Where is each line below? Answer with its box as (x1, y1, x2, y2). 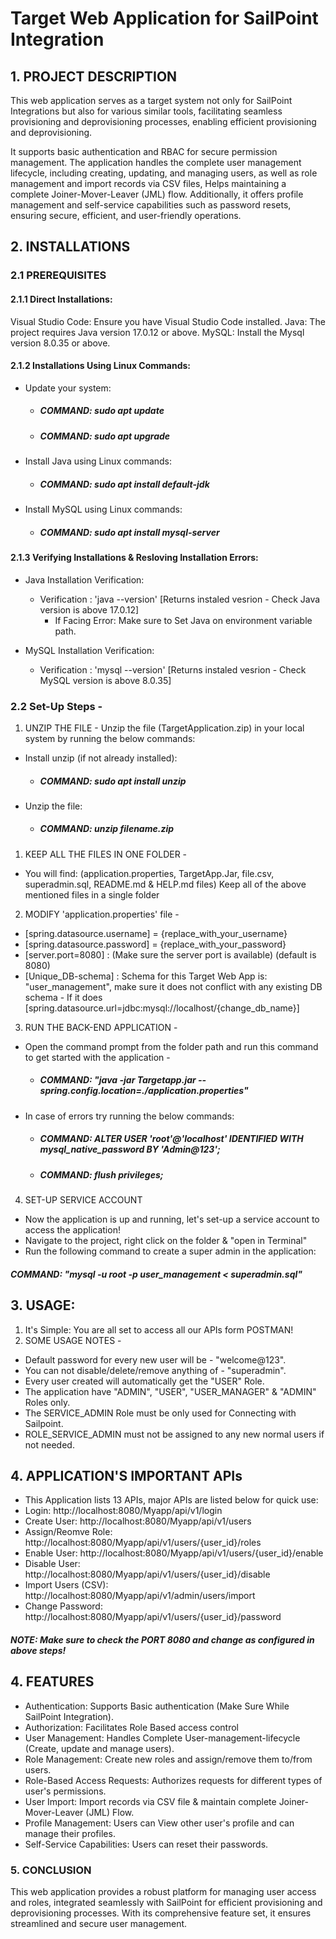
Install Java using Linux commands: (24, 455, 173, 467)
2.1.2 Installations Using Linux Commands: (10, 360, 191, 372)
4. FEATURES (10, 1673, 95, 1691)
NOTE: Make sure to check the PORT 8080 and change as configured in (10, 1633, 315, 1646)
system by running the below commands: (24, 732, 196, 744)
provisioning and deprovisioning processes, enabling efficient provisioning (10, 116, 317, 127)
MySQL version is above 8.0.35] (39, 674, 172, 686)
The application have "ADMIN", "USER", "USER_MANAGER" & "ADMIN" (24, 1385, 317, 1397)
